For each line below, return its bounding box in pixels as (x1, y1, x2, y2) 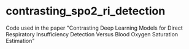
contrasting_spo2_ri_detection (6, 4, 166, 18)
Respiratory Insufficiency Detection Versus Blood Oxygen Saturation (6, 30, 179, 38)
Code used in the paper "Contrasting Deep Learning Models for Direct (6, 24, 183, 31)
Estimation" (6, 37, 35, 44)
